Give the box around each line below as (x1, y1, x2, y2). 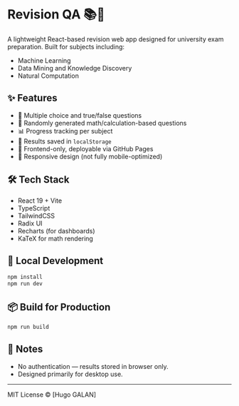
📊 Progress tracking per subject (17, 126, 113, 135)
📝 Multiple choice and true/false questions (17, 111, 142, 119)
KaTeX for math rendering (17, 234, 94, 243)
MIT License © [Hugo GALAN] (7, 390, 97, 399)
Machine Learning (17, 56, 71, 65)
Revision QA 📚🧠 (7, 6, 105, 23)
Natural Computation (17, 71, 80, 80)
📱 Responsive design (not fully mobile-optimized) (17, 152, 163, 161)
